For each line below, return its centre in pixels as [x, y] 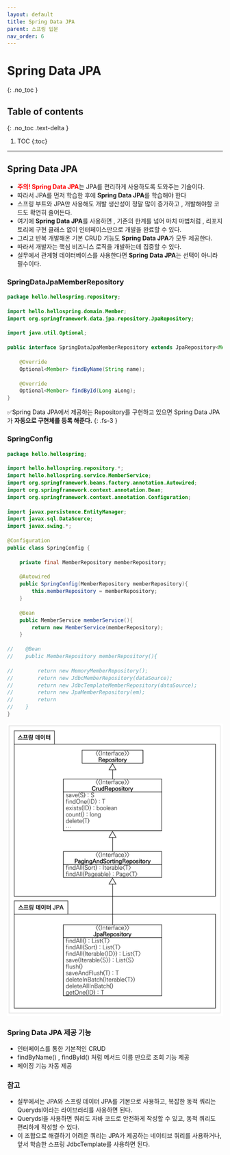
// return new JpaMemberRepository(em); [76, 692]
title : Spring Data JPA [41, 22]
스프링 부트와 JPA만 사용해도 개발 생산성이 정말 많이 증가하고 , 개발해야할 [115, 204]
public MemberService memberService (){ [76, 620]
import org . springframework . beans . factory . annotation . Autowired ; [102, 483]
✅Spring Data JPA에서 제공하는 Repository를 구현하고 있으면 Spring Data [107, 412]
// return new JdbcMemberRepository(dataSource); [90, 678]
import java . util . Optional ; [47, 333]
